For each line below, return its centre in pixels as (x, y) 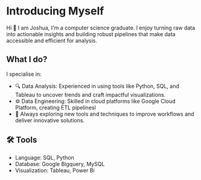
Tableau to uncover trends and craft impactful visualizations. (90, 95)
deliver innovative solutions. (50, 120)
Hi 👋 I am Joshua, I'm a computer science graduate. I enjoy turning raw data (101, 28)
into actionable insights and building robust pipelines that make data (91, 34)
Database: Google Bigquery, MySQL (60, 164)
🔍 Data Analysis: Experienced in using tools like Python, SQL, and (97, 86)
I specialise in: (24, 74)
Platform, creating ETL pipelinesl (56, 107)
